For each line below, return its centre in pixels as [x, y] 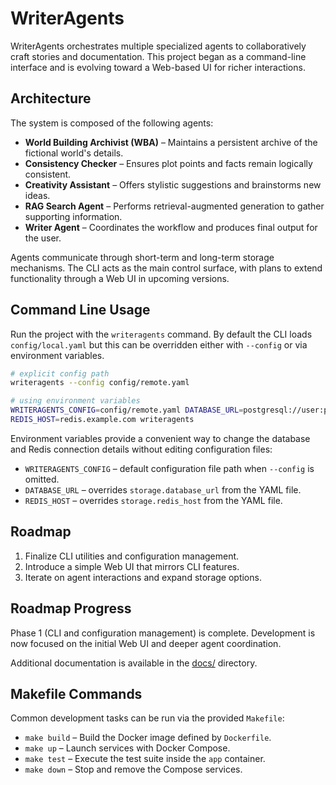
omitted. [42, 479]
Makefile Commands [76, 693]
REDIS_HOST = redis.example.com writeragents [102, 420]
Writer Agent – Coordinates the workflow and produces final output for [171, 227]
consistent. [48, 174]
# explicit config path [60, 373]
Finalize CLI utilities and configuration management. [132, 556]
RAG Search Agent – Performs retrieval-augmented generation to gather [174, 206]
